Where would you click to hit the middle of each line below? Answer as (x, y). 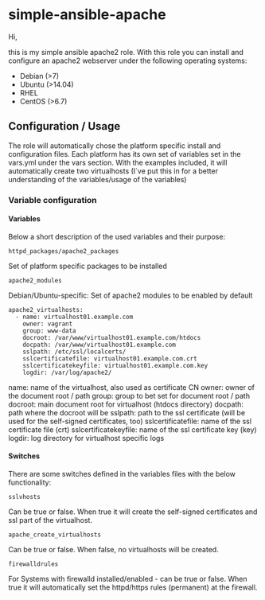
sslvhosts (25, 497)
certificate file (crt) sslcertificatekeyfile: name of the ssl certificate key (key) (132, 429)
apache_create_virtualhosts (55, 535)
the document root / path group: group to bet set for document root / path (129, 395)
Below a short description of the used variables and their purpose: (117, 236)
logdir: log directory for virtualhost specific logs (86, 438)
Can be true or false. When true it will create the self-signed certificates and (133, 512)
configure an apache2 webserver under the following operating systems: (128, 60)
